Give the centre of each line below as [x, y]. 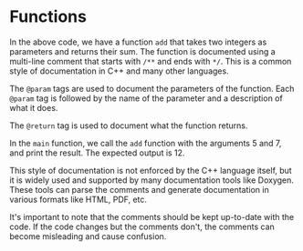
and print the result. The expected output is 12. [97, 153]
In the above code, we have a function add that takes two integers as [138, 42]
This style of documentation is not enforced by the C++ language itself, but [151, 170]
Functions [48, 17]
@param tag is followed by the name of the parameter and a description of [146, 98]
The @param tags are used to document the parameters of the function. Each [152, 88]
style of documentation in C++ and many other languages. [120, 71]
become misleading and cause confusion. [88, 236]
